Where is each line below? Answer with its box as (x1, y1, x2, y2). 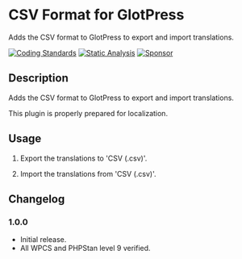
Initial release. (19, 235, 67, 244)
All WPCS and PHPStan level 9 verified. (19, 244, 151, 253)
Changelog (8, 192, 65, 206)
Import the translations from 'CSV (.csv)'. (19, 169, 156, 178)
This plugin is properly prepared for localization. (8, 108, 168, 118)
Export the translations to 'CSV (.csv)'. (19, 153, 148, 163)
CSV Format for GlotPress (8, 6, 185, 24)
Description (8, 71, 69, 86)
